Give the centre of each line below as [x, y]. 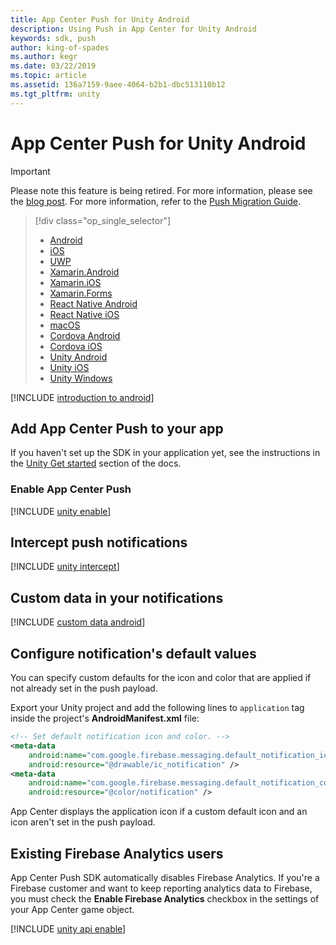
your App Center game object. [72, 910]
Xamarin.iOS [75, 282]
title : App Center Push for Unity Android [100, 19]
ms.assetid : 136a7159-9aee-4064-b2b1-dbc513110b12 [118, 85]
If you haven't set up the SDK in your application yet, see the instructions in [165, 453]
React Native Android [93, 303]
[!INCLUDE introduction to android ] [82, 397]
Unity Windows [81, 378]
